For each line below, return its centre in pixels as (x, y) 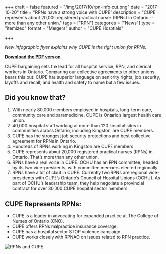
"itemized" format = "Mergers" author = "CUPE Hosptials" (64, 28)
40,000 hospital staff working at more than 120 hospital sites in (77, 125)
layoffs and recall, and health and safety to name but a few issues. (73, 82)
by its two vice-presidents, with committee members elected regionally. (85, 167)
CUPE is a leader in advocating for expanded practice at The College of (85, 216)
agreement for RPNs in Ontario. (44, 141)
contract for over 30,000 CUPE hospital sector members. (70, 188)
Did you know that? (35, 98)
